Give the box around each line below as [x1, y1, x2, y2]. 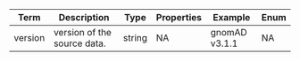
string [123, 32, 148, 43]
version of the [53, 27, 112, 38]
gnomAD [210, 27, 247, 38]
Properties [155, 11, 203, 23]
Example [212, 11, 251, 23]
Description [58, 11, 110, 23]
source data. [53, 37, 106, 50]
